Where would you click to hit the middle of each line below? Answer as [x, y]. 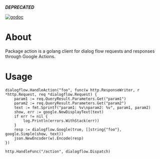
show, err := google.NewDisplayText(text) [59, 112]
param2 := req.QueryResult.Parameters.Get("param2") [70, 103]
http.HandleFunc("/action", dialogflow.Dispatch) [58, 151]
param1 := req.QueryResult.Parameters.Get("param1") [70, 99]
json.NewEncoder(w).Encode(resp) [49, 138]
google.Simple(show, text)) [34, 134]
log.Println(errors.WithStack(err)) [61, 121]
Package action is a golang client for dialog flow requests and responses [80, 51]
